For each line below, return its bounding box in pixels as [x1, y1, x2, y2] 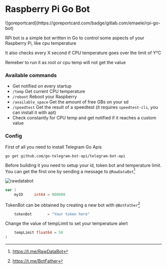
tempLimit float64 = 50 [14, 230, 64, 235]
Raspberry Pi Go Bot [5, 3, 90, 15]
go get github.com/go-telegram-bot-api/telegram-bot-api [5, 153, 126, 159]
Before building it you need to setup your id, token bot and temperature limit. [5, 162, 162, 168]
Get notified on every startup [12, 83, 72, 89]
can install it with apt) [12, 109, 56, 115]
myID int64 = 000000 [14, 192, 66, 197]
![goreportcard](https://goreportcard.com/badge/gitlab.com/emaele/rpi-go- [5, 20, 161, 26]
